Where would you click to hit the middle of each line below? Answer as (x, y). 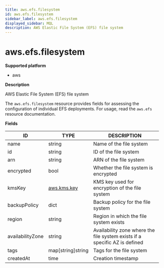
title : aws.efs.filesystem (32, 10)
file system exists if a (117, 237)
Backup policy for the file (122, 202)
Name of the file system (121, 144)
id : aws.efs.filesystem (29, 14)
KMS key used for (114, 182)
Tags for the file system (120, 250)
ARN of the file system (119, 160)
